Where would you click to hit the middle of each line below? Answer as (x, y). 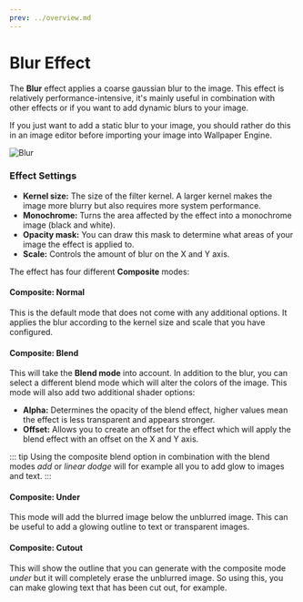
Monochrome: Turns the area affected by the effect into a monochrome (157, 215)
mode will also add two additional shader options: (102, 393)
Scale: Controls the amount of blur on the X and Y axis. (126, 254)
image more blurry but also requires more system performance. (141, 205)
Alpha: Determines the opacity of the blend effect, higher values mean (155, 410)
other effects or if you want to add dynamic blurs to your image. (129, 107)
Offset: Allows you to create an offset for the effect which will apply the (157, 430)
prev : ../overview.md (50, 18)
